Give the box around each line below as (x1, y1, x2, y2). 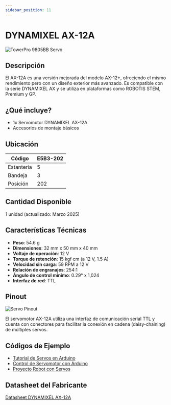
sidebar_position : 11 (5, 7, 52, 13)
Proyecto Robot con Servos (12, 366, 70, 372)
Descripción (5, 61, 45, 70)
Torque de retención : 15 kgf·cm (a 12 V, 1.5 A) (12, 256, 109, 262)
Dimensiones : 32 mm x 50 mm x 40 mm (12, 245, 98, 251)
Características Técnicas (5, 226, 87, 235)
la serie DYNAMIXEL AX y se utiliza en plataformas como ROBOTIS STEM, (5, 85, 161, 92)
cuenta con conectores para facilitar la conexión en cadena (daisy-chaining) (5, 321, 166, 327)
